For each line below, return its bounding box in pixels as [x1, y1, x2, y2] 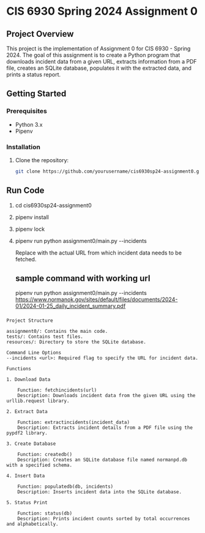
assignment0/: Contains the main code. [6, 329, 108, 335]
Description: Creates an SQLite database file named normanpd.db [17, 457, 188, 463]
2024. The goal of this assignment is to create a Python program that [6, 51, 181, 59]
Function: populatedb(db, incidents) [17, 483, 114, 490]
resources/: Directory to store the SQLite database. [6, 339, 147, 345]
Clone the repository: [15, 156, 69, 163]
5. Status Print [6, 500, 48, 506]
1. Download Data [6, 376, 51, 383]
